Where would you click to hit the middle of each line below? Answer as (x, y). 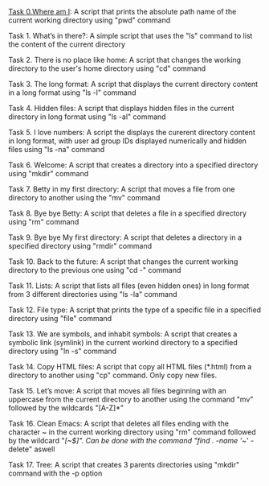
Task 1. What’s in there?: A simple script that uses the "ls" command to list (130, 36)
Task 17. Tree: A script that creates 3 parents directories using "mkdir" (124, 465)
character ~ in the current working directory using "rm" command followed (132, 432)
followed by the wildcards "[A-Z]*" (66, 408)
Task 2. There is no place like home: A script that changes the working (125, 60)
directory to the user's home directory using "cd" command (107, 68)
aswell (45, 449)
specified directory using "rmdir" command (80, 246)
